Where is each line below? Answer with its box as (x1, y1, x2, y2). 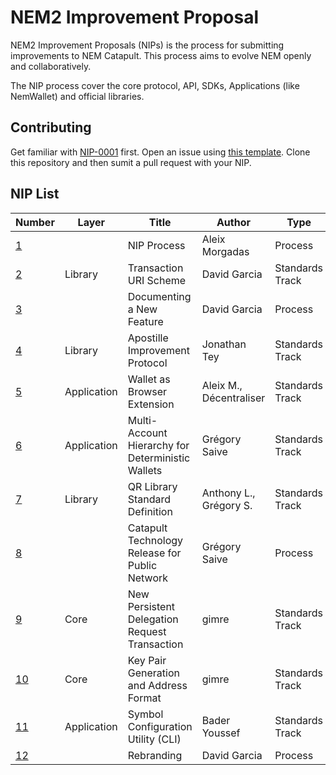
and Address (127, 678, 188, 692)
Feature (127, 314, 164, 328)
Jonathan (201, 337, 247, 351)
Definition (127, 504, 173, 518)
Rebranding (127, 748, 183, 762)
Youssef (201, 726, 241, 740)
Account (127, 426, 168, 440)
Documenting (127, 289, 192, 303)
